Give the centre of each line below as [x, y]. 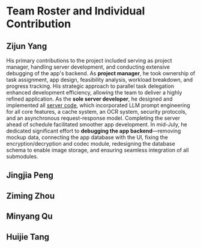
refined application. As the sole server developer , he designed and [89, 99]
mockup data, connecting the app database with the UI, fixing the [87, 137]
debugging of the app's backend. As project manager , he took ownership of [101, 73]
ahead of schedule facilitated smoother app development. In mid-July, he [97, 124]
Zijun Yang [27, 46]
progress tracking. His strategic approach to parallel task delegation [90, 86]
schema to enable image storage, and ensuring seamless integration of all [97, 150]
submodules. [22, 157]
